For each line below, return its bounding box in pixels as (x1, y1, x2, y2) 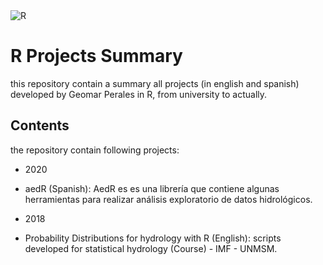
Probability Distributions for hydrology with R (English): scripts (24, 232, 282, 244)
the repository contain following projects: (10, 144, 180, 156)
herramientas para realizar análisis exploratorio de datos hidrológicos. (24, 193, 313, 205)
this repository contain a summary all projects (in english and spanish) (10, 77, 300, 89)
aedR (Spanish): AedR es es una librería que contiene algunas (24, 182, 280, 194)
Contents (10, 117, 70, 134)
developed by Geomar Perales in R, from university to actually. (10, 88, 268, 100)
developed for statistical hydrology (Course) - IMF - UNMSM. (24, 242, 278, 254)
